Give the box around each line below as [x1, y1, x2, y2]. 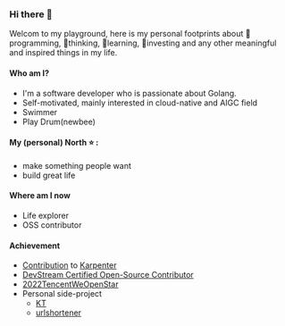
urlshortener [35, 307, 82, 318]
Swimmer [21, 106, 58, 117]
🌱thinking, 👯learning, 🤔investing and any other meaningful [63, 38, 277, 48]
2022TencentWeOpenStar [21, 279, 119, 289]
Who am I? [9, 67, 50, 79]
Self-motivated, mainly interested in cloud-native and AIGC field [21, 97, 257, 108]
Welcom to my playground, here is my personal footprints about [9, 29, 244, 39]
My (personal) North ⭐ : [9, 138, 99, 148]
